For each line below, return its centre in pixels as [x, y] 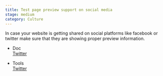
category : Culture [24, 19]
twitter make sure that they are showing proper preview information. [75, 38]
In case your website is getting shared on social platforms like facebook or [81, 33]
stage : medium [20, 14]
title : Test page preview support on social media [59, 10]
